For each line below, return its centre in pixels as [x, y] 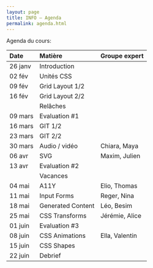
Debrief [50, 256]
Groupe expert [122, 56]
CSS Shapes [57, 246]
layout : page [23, 12]
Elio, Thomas [119, 186]
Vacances [54, 176]
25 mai [19, 216]
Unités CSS [56, 76]
